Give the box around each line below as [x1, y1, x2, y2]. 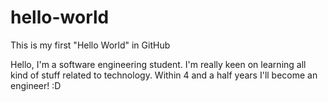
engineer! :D [10, 79, 62, 91]
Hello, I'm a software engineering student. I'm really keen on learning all [10, 58, 307, 70]
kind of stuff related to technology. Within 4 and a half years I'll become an [10, 69, 318, 81]
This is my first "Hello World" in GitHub [10, 39, 171, 51]
